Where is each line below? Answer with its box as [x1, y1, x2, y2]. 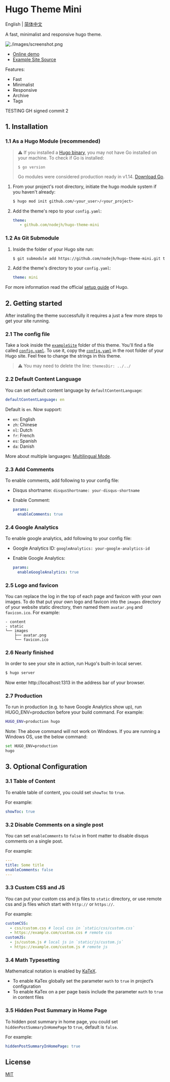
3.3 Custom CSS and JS [5, 884, 65, 891]
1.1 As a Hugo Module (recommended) [5, 138, 100, 145]
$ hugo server [5, 670, 36, 675]
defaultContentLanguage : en [5, 397, 65, 402]
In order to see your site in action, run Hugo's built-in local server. [5, 661, 143, 667]
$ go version [17, 165, 46, 170]
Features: [5, 66, 25, 72]
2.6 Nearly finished [5, 648, 54, 656]
